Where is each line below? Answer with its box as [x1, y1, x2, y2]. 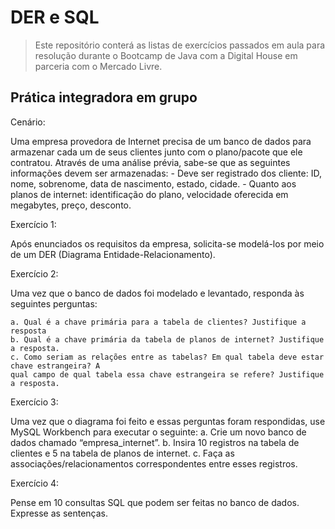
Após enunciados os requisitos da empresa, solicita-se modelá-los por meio [10, 237, 325, 250]
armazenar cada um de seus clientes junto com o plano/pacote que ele [10, 146, 303, 158]
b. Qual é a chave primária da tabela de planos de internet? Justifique [10, 334, 325, 345]
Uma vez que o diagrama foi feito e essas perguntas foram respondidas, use [10, 415, 326, 427]
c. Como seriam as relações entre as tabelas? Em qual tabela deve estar [10, 352, 325, 362]
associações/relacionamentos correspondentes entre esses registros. [10, 457, 298, 470]
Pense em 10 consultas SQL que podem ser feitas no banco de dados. [10, 496, 300, 508]
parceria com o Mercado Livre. [34, 60, 163, 72]
